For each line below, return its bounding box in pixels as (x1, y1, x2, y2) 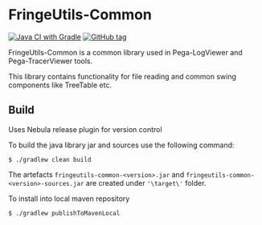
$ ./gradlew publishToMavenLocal (8, 209, 121, 217)
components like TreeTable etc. (8, 80, 113, 90)
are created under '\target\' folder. (85, 178, 207, 187)
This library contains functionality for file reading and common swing (8, 71, 237, 81)
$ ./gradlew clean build (8, 155, 92, 163)
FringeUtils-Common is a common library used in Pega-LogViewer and (8, 47, 243, 57)
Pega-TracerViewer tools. (8, 56, 93, 66)
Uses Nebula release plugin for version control (8, 124, 162, 134)
